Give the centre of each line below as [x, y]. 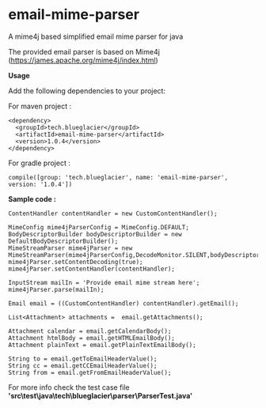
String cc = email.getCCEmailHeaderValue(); [83, 365]
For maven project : [40, 106]
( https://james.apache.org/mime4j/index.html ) [83, 60]
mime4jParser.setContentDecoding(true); [76, 262]
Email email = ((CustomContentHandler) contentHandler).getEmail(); [123, 303]
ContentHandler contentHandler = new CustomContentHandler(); [113, 213]
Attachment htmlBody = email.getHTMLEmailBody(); [92, 338]
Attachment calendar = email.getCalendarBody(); [90, 331]
